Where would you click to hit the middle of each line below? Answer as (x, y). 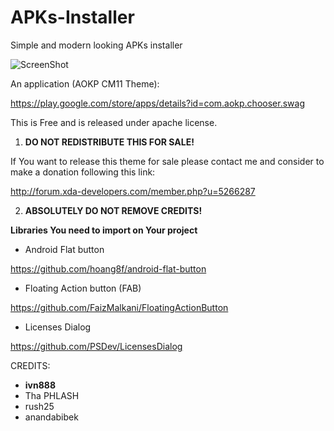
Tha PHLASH (52, 395)
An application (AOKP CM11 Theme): (85, 83)
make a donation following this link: (83, 172)
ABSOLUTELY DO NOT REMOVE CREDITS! (113, 210)
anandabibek (51, 417)
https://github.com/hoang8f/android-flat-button (108, 268)
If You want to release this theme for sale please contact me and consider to (167, 161)
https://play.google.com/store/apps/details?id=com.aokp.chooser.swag (157, 103)
